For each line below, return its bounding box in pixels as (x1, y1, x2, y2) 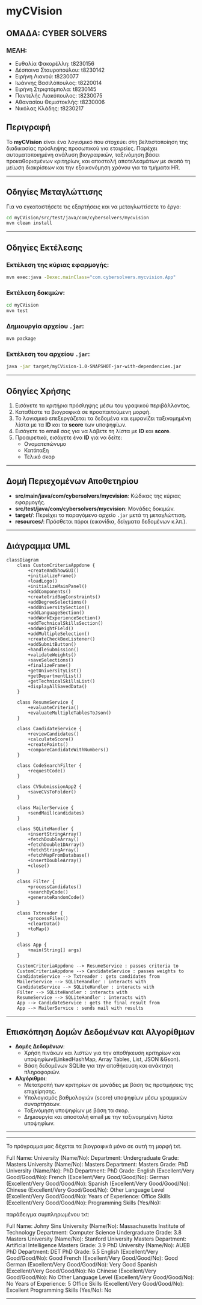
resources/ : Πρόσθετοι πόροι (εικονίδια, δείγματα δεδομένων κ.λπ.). (14, 518, 188, 525)
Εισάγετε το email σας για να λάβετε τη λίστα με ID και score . (14, 428, 171, 435)
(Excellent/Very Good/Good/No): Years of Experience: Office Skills (6, 1193, 171, 1200)
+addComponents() (28, 589, 71, 595)
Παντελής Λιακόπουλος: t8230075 (14, 92, 103, 99)
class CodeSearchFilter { (17, 762, 82, 769)
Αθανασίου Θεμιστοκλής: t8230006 (14, 98, 105, 105)
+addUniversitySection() (28, 604, 90, 610)
